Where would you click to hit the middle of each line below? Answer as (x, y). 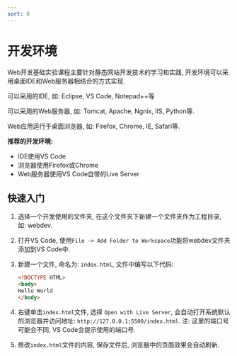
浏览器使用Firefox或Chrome (58, 165)
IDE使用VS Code (42, 156)
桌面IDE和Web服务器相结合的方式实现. (69, 81)
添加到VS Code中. (44, 249)
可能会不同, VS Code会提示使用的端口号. (76, 329)
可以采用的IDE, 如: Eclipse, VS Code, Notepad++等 (81, 96)
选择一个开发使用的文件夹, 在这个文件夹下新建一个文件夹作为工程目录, (119, 217)
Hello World (35, 291)
